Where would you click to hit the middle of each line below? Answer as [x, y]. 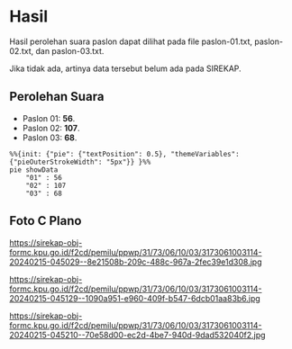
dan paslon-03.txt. [70, 50]
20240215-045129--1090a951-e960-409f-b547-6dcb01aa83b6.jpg [135, 298]
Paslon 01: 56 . [49, 118]
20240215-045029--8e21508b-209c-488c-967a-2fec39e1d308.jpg [136, 262]
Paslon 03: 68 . [50, 138]
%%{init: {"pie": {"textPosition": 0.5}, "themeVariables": [125, 154]
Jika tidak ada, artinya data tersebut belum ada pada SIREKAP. [125, 68]
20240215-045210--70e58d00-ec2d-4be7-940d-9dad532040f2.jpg [137, 335]
